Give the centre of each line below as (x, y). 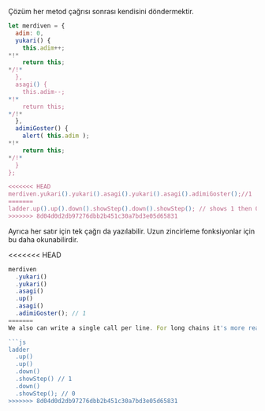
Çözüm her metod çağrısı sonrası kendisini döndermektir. (101, 11)
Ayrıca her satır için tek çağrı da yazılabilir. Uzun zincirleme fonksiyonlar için (131, 231)
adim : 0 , (30, 33)
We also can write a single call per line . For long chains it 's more (127, 328)
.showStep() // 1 (44, 379)
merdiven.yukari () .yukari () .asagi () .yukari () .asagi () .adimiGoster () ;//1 (130, 194)
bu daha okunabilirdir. (43, 239)
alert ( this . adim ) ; (56, 136)
